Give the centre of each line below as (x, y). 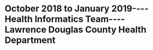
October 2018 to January (57, 9)
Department (30, 40)
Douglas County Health (98, 30)
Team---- (105, 19)
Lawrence (26, 30)
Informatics (59, 19)
